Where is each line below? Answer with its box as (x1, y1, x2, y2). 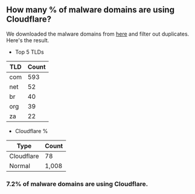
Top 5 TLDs (14, 48, 44, 55)
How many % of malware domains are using (6, 5, 175, 15)
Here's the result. (6, 36, 50, 44)
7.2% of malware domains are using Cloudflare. (6, 180, 149, 188)
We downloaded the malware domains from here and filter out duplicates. (6, 30, 190, 37)
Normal (9, 161, 30, 170)
